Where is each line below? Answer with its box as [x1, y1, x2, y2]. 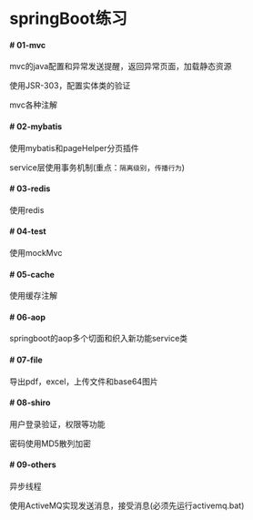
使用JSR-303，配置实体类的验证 [9, 80, 131, 91]
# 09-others [9, 459, 56, 470]
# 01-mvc [9, 39, 46, 50]
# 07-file [9, 354, 43, 365]
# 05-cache [9, 269, 55, 280]
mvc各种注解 [9, 99, 57, 110]
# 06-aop [9, 311, 46, 322]
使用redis [9, 204, 45, 215]
